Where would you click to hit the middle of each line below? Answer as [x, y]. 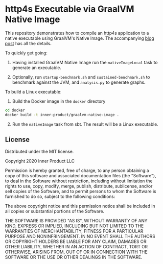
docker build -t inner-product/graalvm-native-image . [62, 115]
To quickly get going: [26, 53]
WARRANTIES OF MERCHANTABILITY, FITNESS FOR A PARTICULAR [74, 231]
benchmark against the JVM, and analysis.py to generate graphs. [79, 82]
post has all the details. [28, 43]
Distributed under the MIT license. [39, 151]
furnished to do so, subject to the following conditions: [60, 196]
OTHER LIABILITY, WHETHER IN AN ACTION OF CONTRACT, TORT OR [76, 246]
